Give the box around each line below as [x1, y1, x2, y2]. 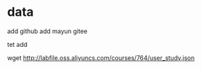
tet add [7, 40, 28, 48]
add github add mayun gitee [7, 27, 88, 35]
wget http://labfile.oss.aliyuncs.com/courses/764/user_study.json [7, 53, 195, 62]
